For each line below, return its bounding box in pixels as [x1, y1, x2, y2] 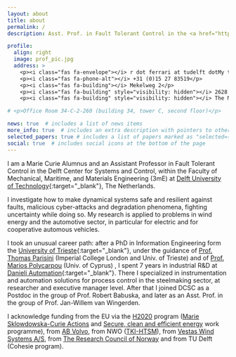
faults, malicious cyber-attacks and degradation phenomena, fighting [7, 202, 207, 211]
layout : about [7, 10, 49, 18]
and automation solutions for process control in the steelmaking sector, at [7, 275, 221, 285]
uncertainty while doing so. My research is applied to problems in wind [7, 210, 213, 219]
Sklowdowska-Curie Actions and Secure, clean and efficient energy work [7, 319, 220, 327]
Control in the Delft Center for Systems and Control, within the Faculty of [7, 167, 218, 175]
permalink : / [7, 23, 46, 30]
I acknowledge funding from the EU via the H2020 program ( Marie [7, 312, 199, 320]
